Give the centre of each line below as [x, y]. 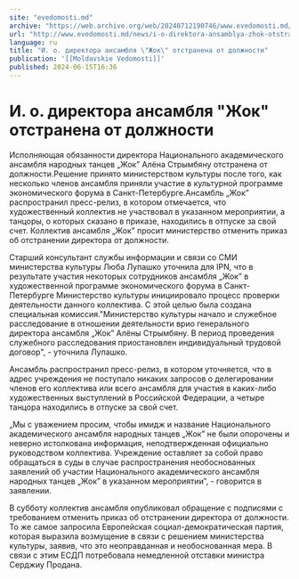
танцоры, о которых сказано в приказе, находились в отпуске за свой [143, 221]
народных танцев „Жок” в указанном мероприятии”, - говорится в [136, 481]
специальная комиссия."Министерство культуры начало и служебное [143, 314]
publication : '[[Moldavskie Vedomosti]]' [87, 59]
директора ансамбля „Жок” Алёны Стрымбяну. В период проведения [141, 333]
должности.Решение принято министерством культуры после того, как [145, 174]
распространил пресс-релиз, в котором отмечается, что [118, 202]
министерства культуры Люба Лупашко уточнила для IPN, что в [131, 266]
